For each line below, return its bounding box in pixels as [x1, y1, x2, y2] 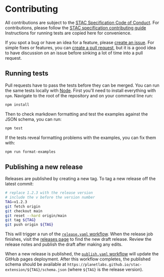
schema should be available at [5, 261, 67, 267]
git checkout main [5, 208, 43, 213]
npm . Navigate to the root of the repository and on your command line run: [5, 92, 153, 98]
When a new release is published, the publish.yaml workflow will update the [5, 251, 159, 257]
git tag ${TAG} [5, 218, 36, 223]
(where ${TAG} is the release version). [68, 267, 143, 273]
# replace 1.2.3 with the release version [5, 190, 93, 195]
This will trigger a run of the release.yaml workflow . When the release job [5, 231, 153, 237]
